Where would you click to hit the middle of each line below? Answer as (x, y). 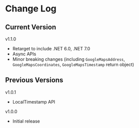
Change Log (31, 9)
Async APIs (24, 54)
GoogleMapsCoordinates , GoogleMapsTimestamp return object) (73, 64)
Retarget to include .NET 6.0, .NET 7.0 (51, 49)
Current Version (31, 27)
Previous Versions (34, 80)
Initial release (26, 121)
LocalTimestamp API (34, 102)
